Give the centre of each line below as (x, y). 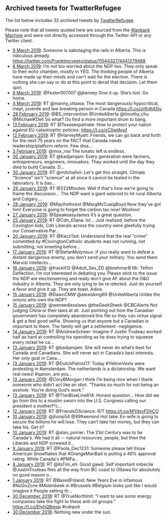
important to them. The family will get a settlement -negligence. (78, 326)
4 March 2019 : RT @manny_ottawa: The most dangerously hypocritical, (86, 103)
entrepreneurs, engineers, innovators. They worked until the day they (83, 161)
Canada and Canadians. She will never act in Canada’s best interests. (83, 353)
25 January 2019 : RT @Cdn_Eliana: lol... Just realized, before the (79, 220)
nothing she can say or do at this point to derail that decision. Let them (85, 82)
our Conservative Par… (36, 231)
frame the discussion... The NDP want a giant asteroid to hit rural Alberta (87, 193)
